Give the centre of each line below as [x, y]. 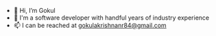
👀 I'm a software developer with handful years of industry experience [111, 18]
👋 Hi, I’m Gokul [35, 11]
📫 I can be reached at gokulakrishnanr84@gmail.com [90, 25]
